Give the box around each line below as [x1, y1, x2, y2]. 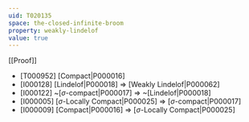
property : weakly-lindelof [8, 26, 99, 34]
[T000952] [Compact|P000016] [19, 71, 126, 81]
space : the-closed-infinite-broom [8, 19, 124, 27]
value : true [8, 33, 48, 42]
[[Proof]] [8, 56, 38, 65]
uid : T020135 [8, 11, 52, 20]
